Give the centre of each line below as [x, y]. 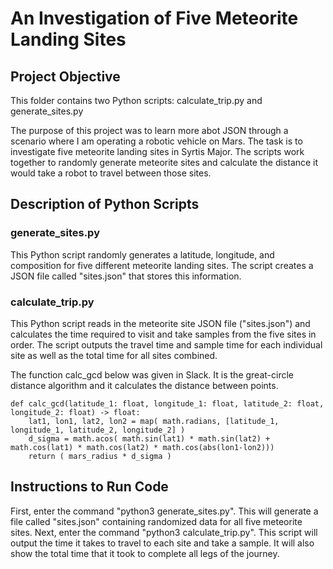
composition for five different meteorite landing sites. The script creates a [162, 265]
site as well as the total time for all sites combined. [114, 355]
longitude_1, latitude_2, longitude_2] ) [98, 430]
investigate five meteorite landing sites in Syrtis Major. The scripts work [157, 151]
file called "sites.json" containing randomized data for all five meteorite [156, 521]
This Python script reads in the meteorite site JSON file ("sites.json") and [160, 323]
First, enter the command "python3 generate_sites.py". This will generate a [164, 511]
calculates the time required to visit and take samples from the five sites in [163, 334]
